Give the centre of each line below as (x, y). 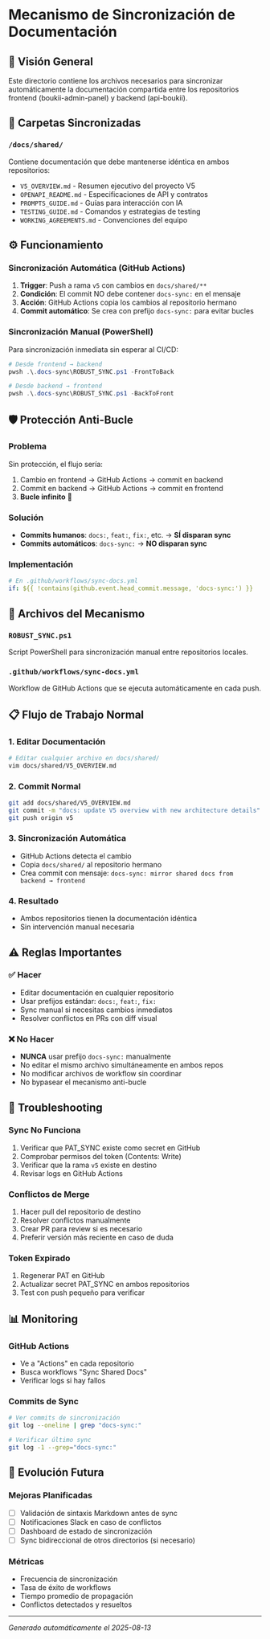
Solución (26, 518)
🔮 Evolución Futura (56, 1473)
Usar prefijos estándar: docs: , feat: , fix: (88, 1001)
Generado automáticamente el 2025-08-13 (80, 1628)
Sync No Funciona (45, 1130)
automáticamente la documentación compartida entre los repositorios (124, 89)
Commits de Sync (43, 1402)
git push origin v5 (41, 817)
